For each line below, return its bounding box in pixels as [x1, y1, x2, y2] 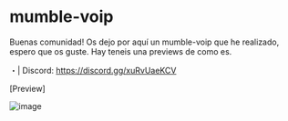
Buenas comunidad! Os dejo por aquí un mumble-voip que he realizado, [9, 36, 280, 47]
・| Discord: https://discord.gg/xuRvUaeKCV [9, 65, 177, 76]
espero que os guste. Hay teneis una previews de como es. [9, 45, 232, 56]
